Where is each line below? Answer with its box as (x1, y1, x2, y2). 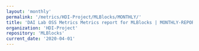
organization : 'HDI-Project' (6, 25, 78, 31)
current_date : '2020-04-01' (6, 36, 76, 42)
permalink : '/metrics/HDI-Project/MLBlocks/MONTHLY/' (6, 14, 142, 20)
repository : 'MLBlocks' (6, 30, 65, 36)
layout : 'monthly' (6, 8, 52, 15)
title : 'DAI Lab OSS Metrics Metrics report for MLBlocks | (6, 19, 158, 25)
